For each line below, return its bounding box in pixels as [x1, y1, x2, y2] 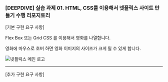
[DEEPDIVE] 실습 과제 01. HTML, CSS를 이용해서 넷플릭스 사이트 [5, 4, 154, 11]
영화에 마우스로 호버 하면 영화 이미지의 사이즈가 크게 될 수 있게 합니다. [5, 45, 141, 51]
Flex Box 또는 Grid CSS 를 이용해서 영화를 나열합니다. [5, 35, 111, 41]
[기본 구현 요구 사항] [5, 24, 45, 30]
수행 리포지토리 [15, 11, 50, 18]
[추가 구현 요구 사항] [5, 71, 45, 77]
